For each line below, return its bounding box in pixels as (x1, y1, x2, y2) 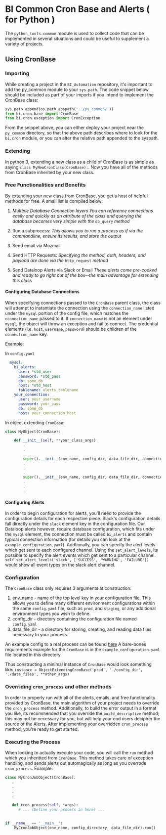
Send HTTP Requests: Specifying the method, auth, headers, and (12, 252, 146, 258)
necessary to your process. (12, 632, 68, 638)
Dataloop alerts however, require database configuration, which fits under (5, 526, 156, 532)
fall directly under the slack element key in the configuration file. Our (5, 521, 145, 527)
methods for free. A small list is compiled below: (5, 198, 103, 204)
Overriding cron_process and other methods (5, 683, 112, 690)
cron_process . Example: (5, 765, 53, 772)
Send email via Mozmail (12, 242, 61, 248)
